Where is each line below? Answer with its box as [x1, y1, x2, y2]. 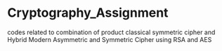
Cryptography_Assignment [7, 5, 169, 21]
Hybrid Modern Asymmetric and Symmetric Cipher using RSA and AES [7, 35, 212, 43]
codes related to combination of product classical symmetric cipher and [7, 28, 216, 36]
